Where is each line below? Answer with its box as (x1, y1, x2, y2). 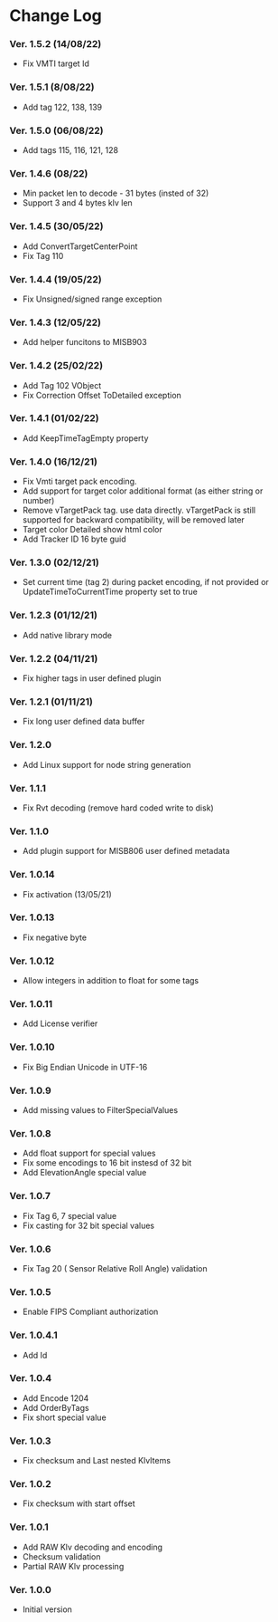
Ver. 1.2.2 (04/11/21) (9, 652, 98, 665)
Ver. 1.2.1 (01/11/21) (9, 695, 93, 707)
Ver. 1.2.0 (9, 739, 52, 752)
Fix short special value (22, 1412, 107, 1423)
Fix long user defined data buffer (22, 716, 145, 727)
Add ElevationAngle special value (22, 1167, 147, 1178)
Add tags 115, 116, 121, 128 (22, 145, 119, 156)
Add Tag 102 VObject (22, 379, 102, 390)
